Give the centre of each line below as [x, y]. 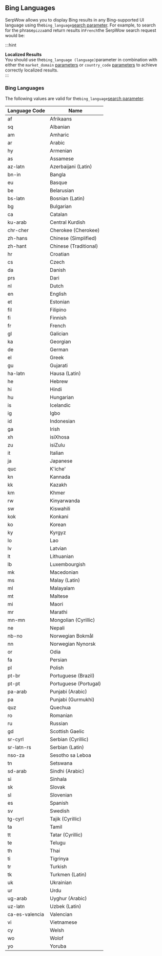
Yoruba [58, 946]
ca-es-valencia [26, 914]
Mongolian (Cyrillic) [72, 620]
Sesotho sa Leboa [70, 755]
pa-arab [17, 692]
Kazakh [58, 485]
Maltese [59, 596]
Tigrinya [59, 859]
